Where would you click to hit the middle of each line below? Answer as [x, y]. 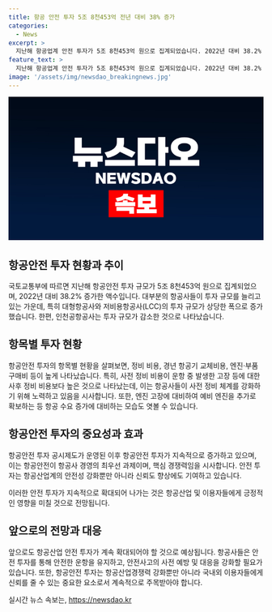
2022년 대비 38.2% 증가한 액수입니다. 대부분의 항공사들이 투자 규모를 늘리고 [140, 297]
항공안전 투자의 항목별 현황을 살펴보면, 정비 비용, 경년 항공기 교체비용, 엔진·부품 [134, 366]
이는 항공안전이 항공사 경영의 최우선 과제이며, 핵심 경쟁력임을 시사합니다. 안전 [130, 465]
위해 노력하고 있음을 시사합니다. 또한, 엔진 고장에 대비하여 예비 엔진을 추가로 [136, 396]
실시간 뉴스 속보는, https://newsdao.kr [70, 599]
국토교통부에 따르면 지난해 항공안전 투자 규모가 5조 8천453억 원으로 [115, 286]
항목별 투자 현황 [45, 345]
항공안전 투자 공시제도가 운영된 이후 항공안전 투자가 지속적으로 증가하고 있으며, [133, 455]
